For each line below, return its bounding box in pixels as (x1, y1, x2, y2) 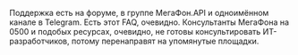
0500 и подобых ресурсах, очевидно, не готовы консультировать (9, 27, 261, 36)
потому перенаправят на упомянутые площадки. (71, 35, 260, 46)
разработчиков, (9, 35, 70, 46)
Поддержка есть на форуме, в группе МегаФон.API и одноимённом (9, 8, 269, 18)
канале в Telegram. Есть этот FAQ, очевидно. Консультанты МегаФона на (9, 17, 289, 27)
